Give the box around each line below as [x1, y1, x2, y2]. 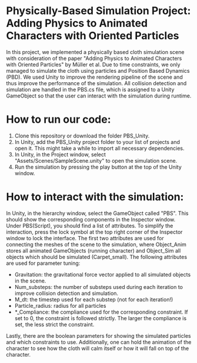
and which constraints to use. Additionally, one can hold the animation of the [6, 338, 192, 345]
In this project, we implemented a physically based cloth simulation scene [6, 48, 185, 55]
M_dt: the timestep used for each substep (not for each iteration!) [14, 295, 173, 303]
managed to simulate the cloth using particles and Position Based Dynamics [6, 67, 190, 74]
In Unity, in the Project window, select [14, 151, 106, 158]
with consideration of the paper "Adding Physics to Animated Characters [6, 55, 182, 62]
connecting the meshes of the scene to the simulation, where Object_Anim [6, 241, 187, 248]
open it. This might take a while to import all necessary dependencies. [14, 144, 185, 152]
